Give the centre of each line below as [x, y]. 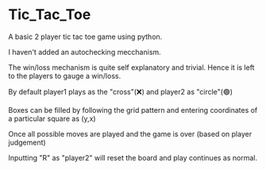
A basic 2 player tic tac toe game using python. [85, 37]
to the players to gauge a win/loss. [65, 75]
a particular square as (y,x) [52, 118]
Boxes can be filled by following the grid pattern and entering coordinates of [133, 110]
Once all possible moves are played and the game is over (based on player [130, 133]
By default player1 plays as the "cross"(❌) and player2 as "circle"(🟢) [120, 91]
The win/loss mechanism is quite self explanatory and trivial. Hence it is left [131, 67]
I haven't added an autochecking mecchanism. [85, 52]
